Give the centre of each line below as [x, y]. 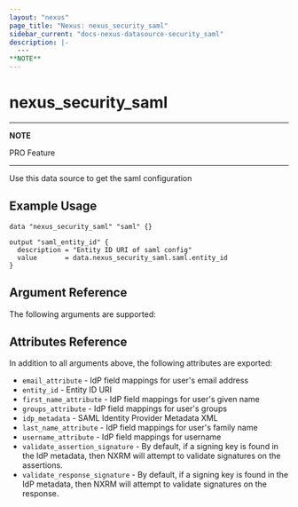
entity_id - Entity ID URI [67, 390]
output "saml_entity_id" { [59, 242]
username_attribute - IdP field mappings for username [122, 437]
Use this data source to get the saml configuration [101, 178]
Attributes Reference [68, 341]
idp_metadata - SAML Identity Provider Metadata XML [120, 418]
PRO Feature [32, 153]
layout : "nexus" [39, 17]
